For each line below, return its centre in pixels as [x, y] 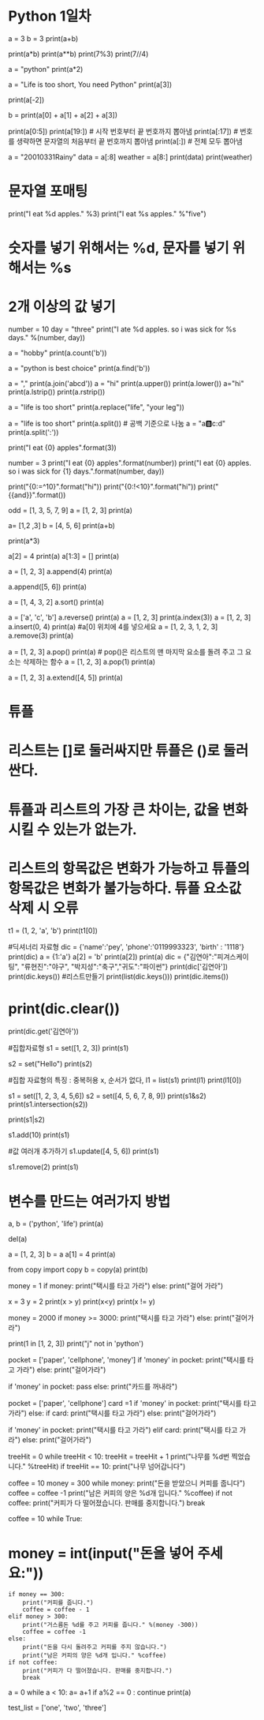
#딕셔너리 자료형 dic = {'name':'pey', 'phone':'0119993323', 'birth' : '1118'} [126, 946]
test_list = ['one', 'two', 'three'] [57, 1708]
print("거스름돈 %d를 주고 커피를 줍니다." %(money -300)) [110, 1625]
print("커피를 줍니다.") [58, 1603]
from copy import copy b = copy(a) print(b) [78, 1270]
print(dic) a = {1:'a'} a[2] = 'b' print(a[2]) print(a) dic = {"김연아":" [113, 957]
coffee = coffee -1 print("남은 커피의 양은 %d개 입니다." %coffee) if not [120, 1493]
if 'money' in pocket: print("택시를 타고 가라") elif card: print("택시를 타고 [123, 1430]
